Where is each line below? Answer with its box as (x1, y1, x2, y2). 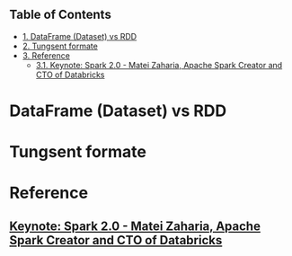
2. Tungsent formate (22, 40, 99, 51)
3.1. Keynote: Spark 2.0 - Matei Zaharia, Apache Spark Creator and (35, 59, 283, 70)
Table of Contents (9, 7, 112, 22)
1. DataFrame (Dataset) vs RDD (22, 31, 137, 41)
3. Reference (22, 49, 70, 61)
